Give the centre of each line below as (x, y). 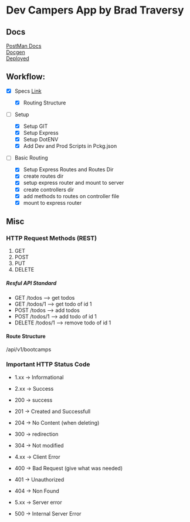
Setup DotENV (41, 140)
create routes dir (43, 176)
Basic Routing (31, 158)
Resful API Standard (31, 283)
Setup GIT (35, 126)
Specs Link (28, 91)
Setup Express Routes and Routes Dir (68, 170)
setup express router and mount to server (74, 183)
